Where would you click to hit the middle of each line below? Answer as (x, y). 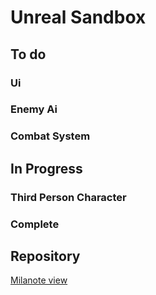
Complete (35, 224)
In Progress (46, 168)
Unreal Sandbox (78, 17)
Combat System (50, 136)
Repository (45, 256)
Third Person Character (68, 197)
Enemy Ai (34, 109)
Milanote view (39, 280)
